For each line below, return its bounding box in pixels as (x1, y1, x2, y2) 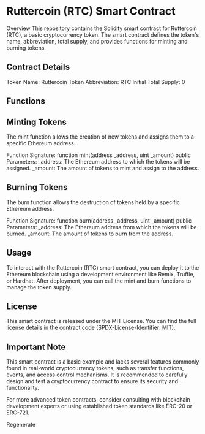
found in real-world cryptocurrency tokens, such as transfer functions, (6, 365, 184, 372)
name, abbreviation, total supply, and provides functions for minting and (6, 37, 188, 45)
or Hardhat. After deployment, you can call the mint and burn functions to (6, 277, 192, 284)
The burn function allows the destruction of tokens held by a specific (6, 198, 181, 206)
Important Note (6, 341, 66, 352)
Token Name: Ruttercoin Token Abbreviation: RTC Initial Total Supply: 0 (6, 78, 185, 85)
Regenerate (6, 421, 35, 428)
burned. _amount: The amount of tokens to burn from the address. (6, 230, 173, 237)
